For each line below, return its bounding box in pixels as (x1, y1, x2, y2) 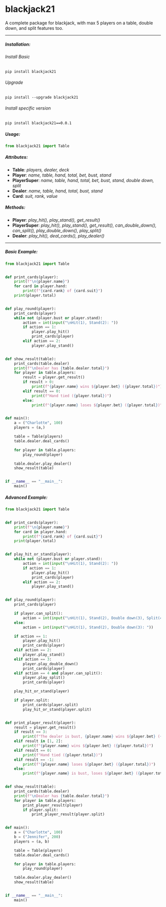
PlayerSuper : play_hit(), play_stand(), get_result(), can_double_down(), (12, 222, 157, 228)
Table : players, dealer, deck (12, 167, 70, 173)
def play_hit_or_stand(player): (5, 552, 72, 557)
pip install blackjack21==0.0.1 (5, 121, 72, 125)
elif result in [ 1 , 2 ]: (14, 739, 63, 744)
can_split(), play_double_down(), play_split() (12, 227, 102, 234)
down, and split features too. (5, 25, 63, 31)
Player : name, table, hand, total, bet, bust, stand (12, 172, 112, 178)
